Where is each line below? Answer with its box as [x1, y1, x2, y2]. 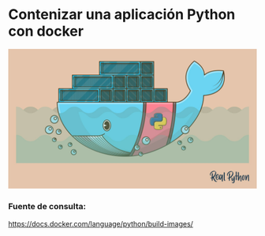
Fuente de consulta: [8, 201, 87, 212]
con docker [8, 22, 84, 40]
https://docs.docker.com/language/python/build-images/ [8, 219, 193, 228]
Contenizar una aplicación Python [8, 6, 236, 24]
